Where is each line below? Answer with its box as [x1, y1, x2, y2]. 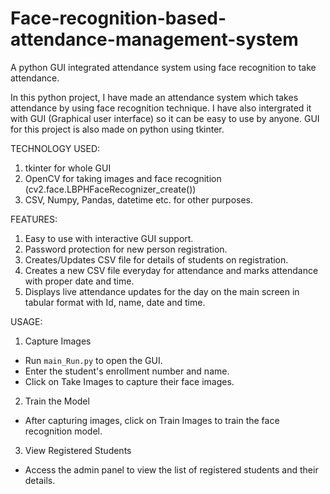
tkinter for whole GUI [24, 162, 112, 174]
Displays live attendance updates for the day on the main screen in [24, 285, 300, 297]
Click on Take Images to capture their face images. [24, 375, 235, 387]
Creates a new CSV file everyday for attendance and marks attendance [24, 264, 319, 276]
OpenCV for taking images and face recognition [24, 172, 222, 184]
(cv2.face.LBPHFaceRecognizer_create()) [24, 183, 197, 195]
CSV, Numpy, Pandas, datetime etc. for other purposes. [24, 193, 253, 206]
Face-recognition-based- [10, 7, 227, 30]
